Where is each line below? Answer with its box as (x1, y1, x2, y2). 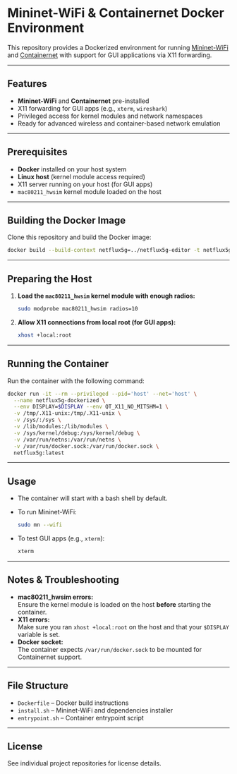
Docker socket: (17, 637, 63, 646)
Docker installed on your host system (17, 164, 127, 174)
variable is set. (17, 630, 61, 639)
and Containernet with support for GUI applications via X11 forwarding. (7, 51, 212, 59)
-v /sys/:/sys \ (13, 416, 61, 424)
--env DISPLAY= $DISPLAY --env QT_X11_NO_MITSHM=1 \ (13, 404, 169, 411)
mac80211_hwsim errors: (17, 593, 94, 601)
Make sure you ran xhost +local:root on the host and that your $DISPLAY (17, 622, 229, 631)
